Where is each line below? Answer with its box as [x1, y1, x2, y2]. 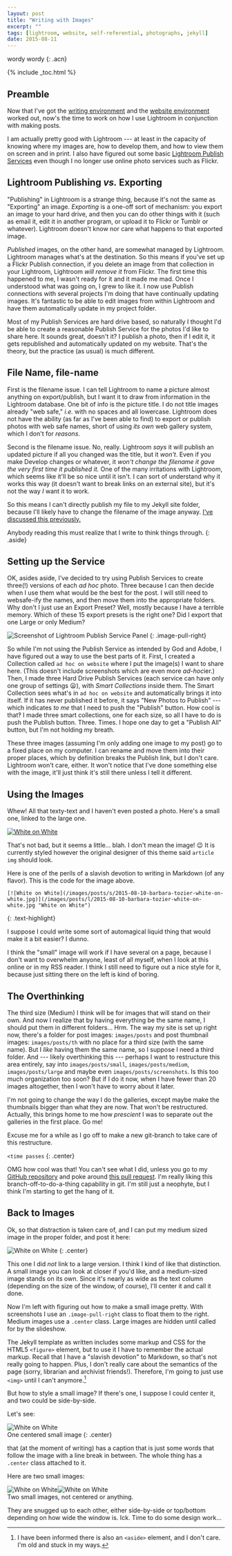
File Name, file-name [7, 367, 99, 379]
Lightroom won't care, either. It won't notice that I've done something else [7, 761, 217, 770]
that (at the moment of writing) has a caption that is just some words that [7, 1444, 215, 1452]
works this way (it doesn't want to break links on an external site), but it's [7, 479, 215, 488]
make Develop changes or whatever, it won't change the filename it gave [7, 457, 215, 465]
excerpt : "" [7, 23, 41, 30]
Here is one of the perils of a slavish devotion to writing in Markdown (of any [7, 869, 224, 878]
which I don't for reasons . [7, 429, 81, 438]
